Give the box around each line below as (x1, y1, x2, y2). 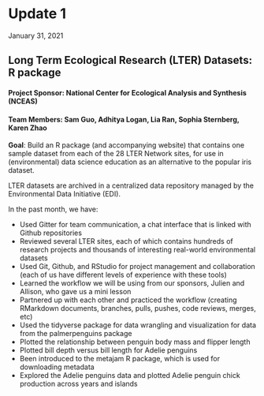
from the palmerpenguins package (19, 329, 132, 338)
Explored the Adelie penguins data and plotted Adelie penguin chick (19, 371, 240, 380)
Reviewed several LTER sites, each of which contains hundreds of (19, 237, 234, 246)
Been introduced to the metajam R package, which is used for (19, 354, 221, 364)
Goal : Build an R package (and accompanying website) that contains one (8, 140, 245, 150)
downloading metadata (19, 362, 95, 372)
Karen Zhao (8, 123, 47, 133)
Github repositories (19, 228, 83, 237)
